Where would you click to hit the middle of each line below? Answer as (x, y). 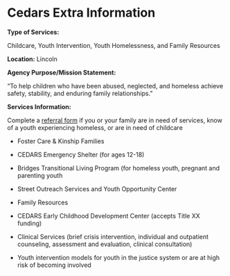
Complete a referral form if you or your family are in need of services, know (115, 120)
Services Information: (39, 106)
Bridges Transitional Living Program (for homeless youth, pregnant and (118, 168)
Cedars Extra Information (81, 13)
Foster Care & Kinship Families (61, 141)
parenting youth (40, 175)
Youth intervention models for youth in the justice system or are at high (118, 257)
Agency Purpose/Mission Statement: (62, 72)
